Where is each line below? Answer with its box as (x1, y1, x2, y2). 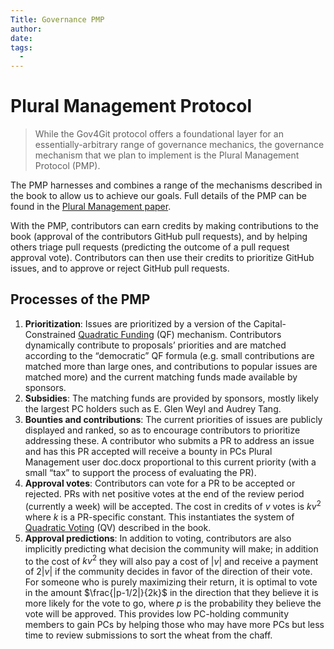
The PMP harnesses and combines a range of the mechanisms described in (10, 179, 323, 191)
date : (10, 33, 33, 43)
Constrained (24, 328, 77, 340)
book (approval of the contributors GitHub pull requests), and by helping (10, 231, 308, 243)
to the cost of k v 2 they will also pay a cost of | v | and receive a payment (24, 553, 319, 567)
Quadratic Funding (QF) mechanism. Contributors (78, 328, 282, 340)
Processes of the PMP (10, 291, 151, 308)
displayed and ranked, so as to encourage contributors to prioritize (24, 424, 301, 436)
